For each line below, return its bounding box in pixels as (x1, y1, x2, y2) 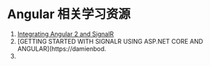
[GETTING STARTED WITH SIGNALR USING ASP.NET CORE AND (17, 37, 204, 45)
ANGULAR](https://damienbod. (17, 44, 106, 53)
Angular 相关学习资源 (7, 6, 131, 22)
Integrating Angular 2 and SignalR (17, 29, 114, 38)
